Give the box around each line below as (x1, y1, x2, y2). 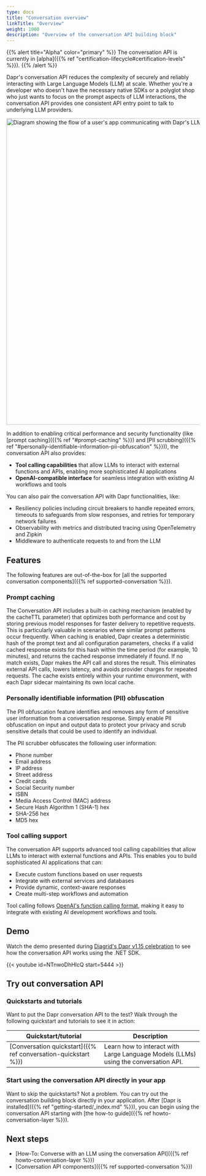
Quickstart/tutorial (26, 1032, 82, 1040)
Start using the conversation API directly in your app (6, 1076, 166, 1085)
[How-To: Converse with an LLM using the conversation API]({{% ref (15, 1150, 189, 1158)
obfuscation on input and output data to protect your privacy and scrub (6, 721, 186, 728)
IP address (15, 764, 43, 771)
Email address (15, 758, 51, 765)
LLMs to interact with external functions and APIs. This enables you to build (6, 852, 197, 859)
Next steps (6, 1134, 49, 1144)
